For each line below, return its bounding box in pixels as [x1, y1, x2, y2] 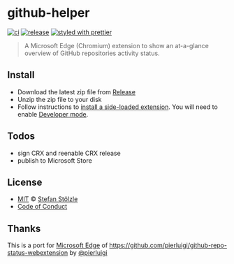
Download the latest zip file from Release [17, 87, 136, 96]
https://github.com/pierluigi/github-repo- [109, 241, 227, 249]
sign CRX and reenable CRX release [17, 149, 121, 157]
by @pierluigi [69, 249, 108, 257]
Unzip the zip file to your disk [17, 95, 103, 103]
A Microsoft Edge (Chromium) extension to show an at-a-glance [24, 41, 210, 50]
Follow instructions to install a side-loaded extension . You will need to [17, 103, 218, 111]
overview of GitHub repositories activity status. [24, 49, 160, 57]
